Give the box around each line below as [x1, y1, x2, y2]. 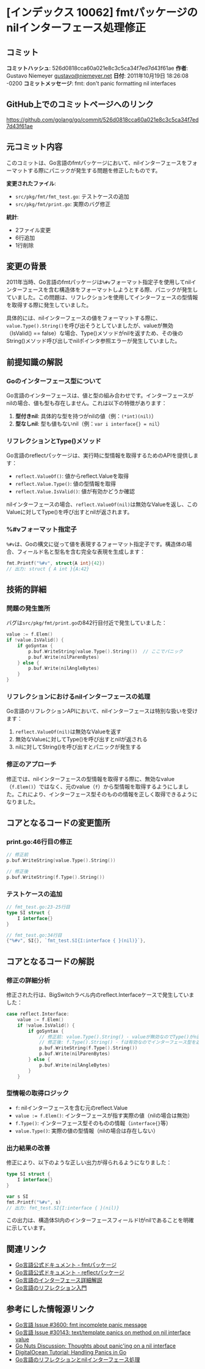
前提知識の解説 [6, 357, 63, 367]
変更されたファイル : [6, 180, 57, 187]
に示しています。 [6, 1224, 49, 1231]
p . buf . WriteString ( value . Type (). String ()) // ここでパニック [28, 648, 183, 655]
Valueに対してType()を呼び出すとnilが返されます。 [6, 508, 133, 516]
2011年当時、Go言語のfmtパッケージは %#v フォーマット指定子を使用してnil [6, 279, 191, 286]
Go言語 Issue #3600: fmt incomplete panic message [15, 1321, 148, 1329]
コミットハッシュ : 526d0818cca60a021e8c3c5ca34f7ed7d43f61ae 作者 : [6, 65, 188, 72]
